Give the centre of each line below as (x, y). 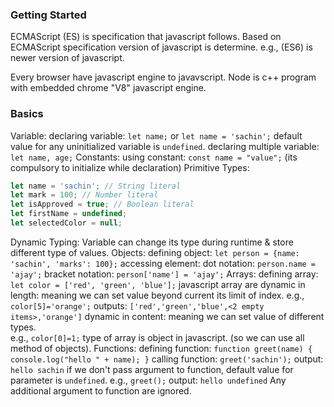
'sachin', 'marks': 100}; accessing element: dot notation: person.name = (163, 263)
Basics (27, 114)
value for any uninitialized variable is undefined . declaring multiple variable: (165, 146)
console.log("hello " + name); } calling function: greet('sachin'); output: (167, 359)
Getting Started (48, 15)
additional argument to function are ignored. (101, 390)
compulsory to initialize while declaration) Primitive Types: (130, 167)
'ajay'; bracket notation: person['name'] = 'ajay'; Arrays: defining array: (164, 274)
